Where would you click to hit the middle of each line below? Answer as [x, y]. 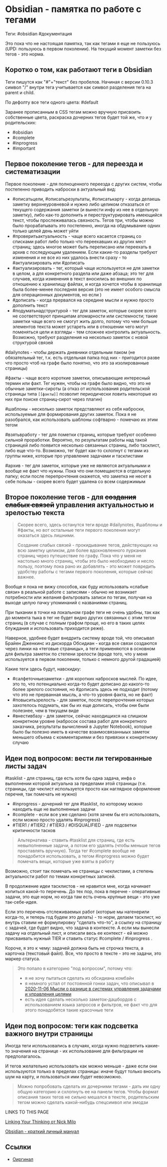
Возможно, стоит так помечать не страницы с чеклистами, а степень [79, 871]
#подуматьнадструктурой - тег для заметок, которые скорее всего [84, 310]
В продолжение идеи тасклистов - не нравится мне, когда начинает [78, 886]
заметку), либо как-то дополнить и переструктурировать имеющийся [87, 215]
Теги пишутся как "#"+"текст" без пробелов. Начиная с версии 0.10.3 [79, 82]
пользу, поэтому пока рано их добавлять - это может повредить [86, 566]
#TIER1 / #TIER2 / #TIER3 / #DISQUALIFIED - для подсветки [75, 825]
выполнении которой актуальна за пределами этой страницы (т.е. [76, 784]
